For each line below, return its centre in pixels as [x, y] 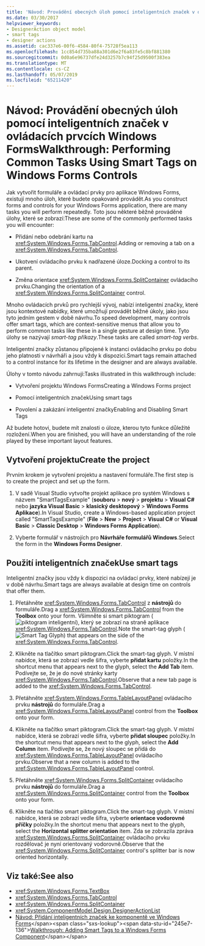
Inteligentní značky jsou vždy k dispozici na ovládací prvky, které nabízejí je [101, 578]
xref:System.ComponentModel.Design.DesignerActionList [88, 910]
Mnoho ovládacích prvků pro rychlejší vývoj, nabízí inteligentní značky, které [102, 305]
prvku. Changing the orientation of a [60, 286]
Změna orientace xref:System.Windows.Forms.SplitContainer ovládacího [106, 280]
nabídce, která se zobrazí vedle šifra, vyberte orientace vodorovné [100, 818]
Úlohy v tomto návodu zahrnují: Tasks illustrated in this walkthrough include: [101, 374]
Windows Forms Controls [72, 176]
